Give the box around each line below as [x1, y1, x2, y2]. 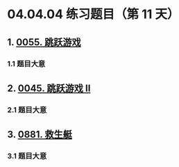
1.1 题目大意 [7, 58, 46, 68]
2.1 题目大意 [7, 105, 47, 115]
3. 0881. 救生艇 [7, 129, 73, 141]
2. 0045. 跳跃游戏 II [7, 82, 91, 94]
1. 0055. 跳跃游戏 [7, 36, 81, 48]
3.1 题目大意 [7, 151, 47, 161]
